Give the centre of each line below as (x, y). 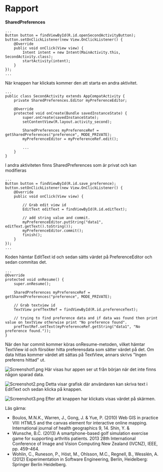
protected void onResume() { (35, 279)
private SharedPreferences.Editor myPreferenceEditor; (71, 100)
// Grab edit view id (45, 205)
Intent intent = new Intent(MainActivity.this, (72, 52)
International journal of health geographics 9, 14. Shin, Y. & (71, 428)
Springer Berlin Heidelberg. (39, 464)
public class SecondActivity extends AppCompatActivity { (65, 96)
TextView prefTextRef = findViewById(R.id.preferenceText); (76, 309)
